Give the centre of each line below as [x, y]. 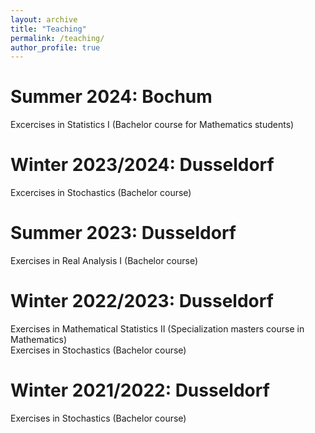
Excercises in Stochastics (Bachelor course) [101, 193]
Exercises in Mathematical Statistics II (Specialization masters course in [157, 329]
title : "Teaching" [48, 29]
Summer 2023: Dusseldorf [123, 233]
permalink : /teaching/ [57, 38]
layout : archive [44, 19]
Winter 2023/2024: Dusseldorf [142, 165]
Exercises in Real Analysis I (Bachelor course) [104, 261]
